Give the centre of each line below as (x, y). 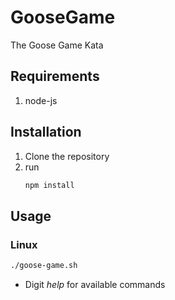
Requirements (55, 76)
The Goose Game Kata (57, 45)
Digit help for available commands (95, 284)
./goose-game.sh (44, 266)
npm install (49, 185)
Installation (46, 132)
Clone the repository (67, 156)
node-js (41, 100)
